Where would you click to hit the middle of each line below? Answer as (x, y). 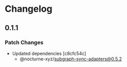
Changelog (29, 9)
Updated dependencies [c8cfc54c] (49, 53)
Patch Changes (24, 42)
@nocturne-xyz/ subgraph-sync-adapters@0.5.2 (71, 59)
